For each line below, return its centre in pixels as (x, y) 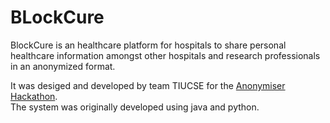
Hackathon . (34, 96)
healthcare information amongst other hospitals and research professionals (165, 55)
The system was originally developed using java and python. (135, 107)
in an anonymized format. (63, 66)
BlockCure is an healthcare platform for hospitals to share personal (148, 45)
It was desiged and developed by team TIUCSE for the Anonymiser (148, 85)
